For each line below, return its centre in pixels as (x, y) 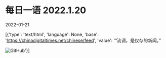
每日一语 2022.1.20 (46, 10)
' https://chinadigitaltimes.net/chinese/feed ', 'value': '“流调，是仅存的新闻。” (83, 40)
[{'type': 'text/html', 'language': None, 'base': (52, 34)
